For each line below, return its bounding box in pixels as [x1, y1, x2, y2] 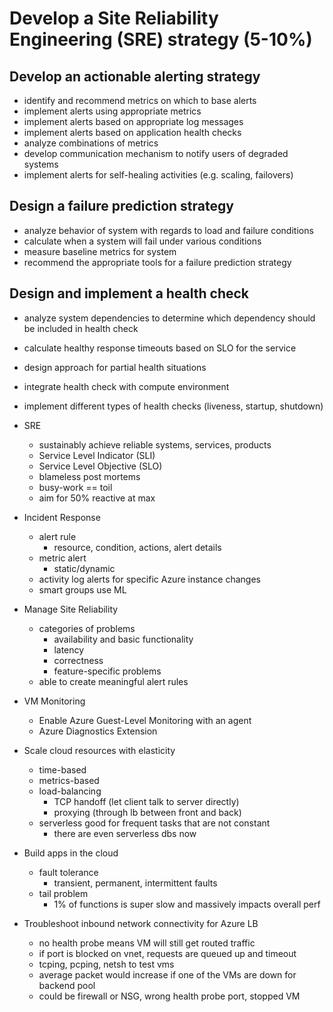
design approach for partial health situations [23, 361, 207, 373]
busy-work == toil [38, 481, 113, 493]
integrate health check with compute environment [23, 380, 230, 392]
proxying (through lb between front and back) [53, 806, 242, 818]
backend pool [38, 979, 96, 991]
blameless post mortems [38, 470, 141, 482]
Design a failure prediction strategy [9, 198, 234, 215]
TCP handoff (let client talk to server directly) [53, 795, 240, 807]
